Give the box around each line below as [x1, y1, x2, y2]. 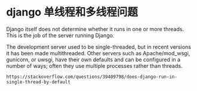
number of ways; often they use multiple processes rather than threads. [6, 62, 183, 69]
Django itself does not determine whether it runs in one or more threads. [6, 25, 184, 33]
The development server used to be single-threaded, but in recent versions [6, 43, 191, 51]
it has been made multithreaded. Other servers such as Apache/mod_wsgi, [6, 49, 190, 57]
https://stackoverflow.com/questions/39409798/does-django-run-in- [6, 74, 178, 80]
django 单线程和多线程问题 [6, 5, 138, 19]
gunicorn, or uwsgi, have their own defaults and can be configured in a [6, 56, 181, 63]
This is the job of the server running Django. [6, 32, 115, 39]
